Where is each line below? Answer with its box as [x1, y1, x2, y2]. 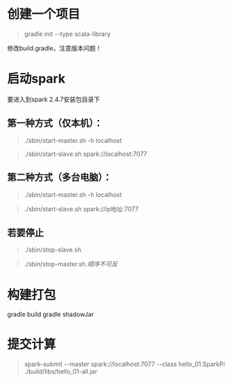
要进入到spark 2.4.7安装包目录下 [7, 95, 100, 103]
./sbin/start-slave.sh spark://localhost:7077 [24, 150, 148, 158]
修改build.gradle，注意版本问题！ [7, 44, 102, 52]
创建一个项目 [7, 6, 81, 22]
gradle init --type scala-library [24, 29, 111, 38]
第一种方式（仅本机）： [7, 117, 103, 129]
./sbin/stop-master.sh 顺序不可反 [24, 260, 118, 268]
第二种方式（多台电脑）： [7, 171, 112, 184]
